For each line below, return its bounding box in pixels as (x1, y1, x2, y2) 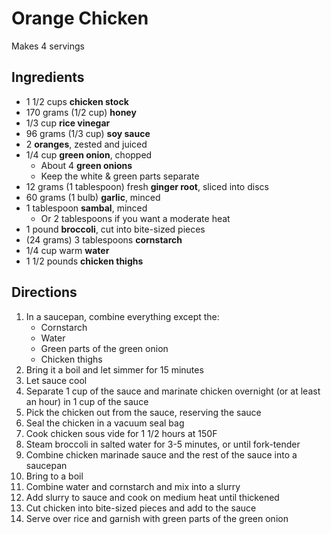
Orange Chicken (11, 7, 149, 30)
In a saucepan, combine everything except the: (25, 310, 220, 322)
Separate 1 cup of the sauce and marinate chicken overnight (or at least (25, 385, 321, 397)
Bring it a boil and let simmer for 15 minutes (25, 363, 204, 376)
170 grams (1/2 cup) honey (25, 106, 137, 118)
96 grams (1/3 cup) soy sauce (25, 127, 151, 139)
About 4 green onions (40, 159, 133, 171)
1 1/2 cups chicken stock (25, 95, 129, 107)
